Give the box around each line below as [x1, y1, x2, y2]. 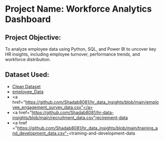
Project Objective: [5, 33, 61, 41]
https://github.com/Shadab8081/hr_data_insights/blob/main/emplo [25, 99, 159, 105]
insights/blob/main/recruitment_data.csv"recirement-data [12, 115, 128, 121]
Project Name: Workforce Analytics [5, 3, 152, 15]
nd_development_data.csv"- [12, 130, 69, 136]
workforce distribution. [5, 57, 51, 62]
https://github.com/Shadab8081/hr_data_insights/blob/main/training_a [17, 125, 158, 131]
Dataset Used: [5, 71, 50, 79]
